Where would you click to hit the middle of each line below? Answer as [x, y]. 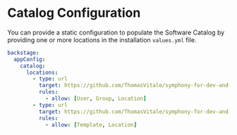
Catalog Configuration [74, 13]
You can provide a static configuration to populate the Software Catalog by [116, 32]
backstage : [23, 53]
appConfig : [30, 59]
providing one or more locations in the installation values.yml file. [102, 39]
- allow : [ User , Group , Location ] [96, 99]
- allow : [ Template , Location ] [91, 124]
